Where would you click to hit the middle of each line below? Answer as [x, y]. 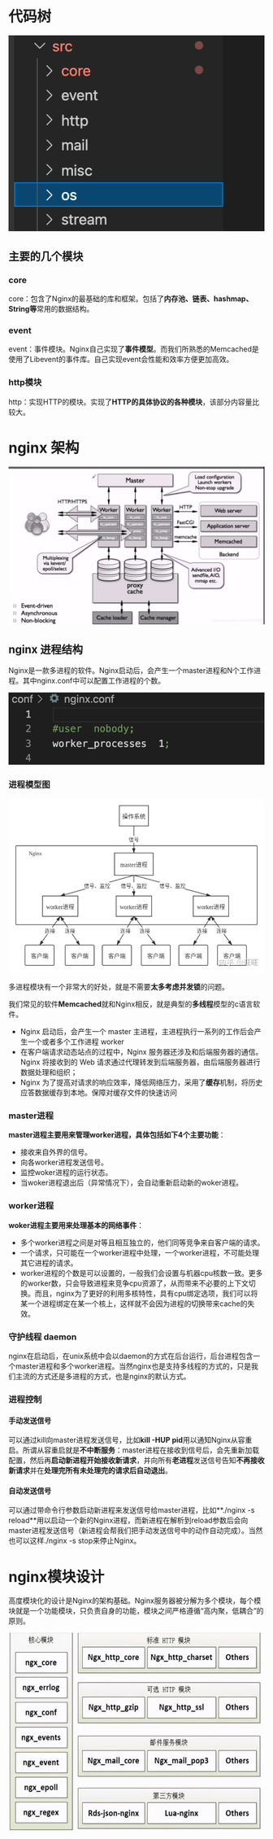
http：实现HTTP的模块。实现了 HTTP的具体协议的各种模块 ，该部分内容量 [130, 402]
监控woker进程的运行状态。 [66, 1173]
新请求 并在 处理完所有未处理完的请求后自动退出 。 [90, 1470]
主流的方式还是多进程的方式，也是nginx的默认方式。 [103, 1377]
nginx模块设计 [56, 1577]
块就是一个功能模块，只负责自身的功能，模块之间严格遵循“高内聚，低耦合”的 [136, 1611]
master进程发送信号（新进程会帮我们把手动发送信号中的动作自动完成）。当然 [136, 1531]
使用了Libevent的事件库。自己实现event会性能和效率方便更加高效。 [121, 360]
